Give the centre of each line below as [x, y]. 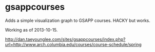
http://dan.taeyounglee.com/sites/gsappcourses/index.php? [65, 39]
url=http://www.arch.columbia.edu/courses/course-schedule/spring [73, 44]
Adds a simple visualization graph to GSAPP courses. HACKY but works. [78, 20]
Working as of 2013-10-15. [31, 30]
